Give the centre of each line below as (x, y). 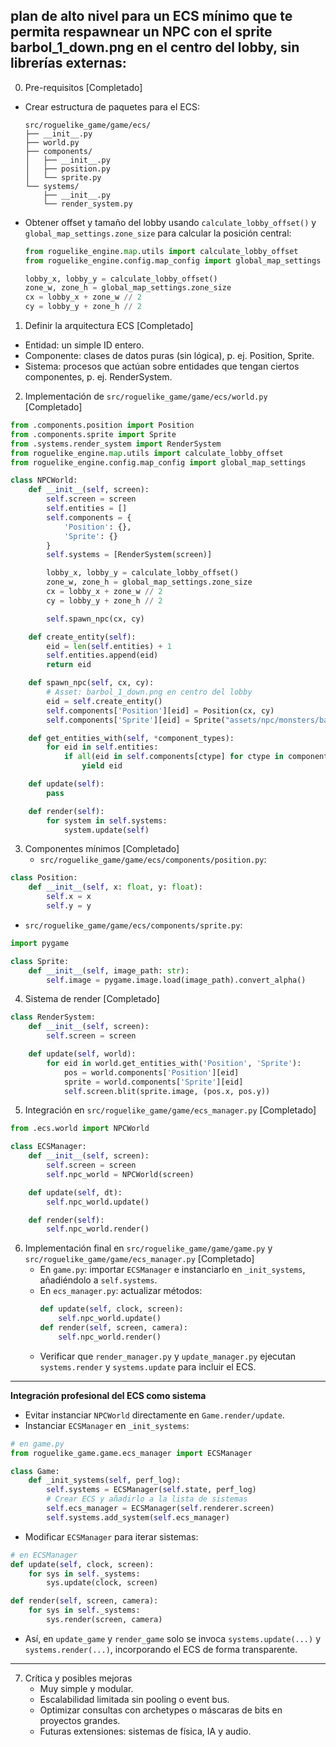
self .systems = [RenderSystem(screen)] (129, 555)
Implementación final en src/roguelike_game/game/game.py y (148, 1248)
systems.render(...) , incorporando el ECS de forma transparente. (161, 1649)
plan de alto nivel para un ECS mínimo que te (151, 16)
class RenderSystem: (53, 1017)
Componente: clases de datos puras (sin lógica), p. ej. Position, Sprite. (169, 356)
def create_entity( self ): (82, 637)
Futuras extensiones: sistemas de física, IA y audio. (145, 1731)
